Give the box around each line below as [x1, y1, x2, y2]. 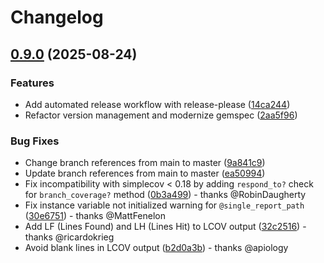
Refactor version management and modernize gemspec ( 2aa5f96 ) [24, 109, 298, 121]
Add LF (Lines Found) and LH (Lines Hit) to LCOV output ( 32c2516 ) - [24, 221, 307, 233]
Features [10, 76, 55, 90]
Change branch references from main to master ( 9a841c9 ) [24, 157, 266, 169]
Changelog [10, 6, 104, 29]
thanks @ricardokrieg [24, 231, 115, 243]
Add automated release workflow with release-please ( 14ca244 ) [24, 98, 291, 110]
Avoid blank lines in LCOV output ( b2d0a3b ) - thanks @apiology [24, 242, 289, 254]
